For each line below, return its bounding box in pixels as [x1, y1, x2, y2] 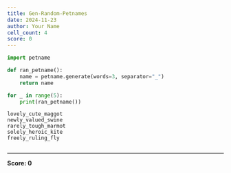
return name [19, 80, 54, 86]
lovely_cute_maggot [7, 111, 63, 117]
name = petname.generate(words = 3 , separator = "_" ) [19, 73, 165, 80]
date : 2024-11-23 [7, 16, 57, 23]
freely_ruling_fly [7, 135, 60, 141]
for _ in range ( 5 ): [7, 92, 63, 99]
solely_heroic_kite [7, 128, 63, 136]
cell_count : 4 [7, 29, 48, 36]
